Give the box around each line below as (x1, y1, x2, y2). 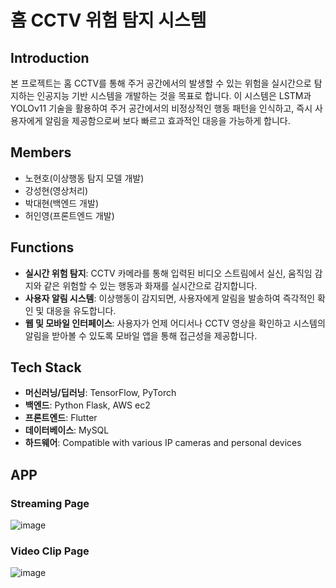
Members (10, 144, 72, 161)
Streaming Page (10, 496, 90, 510)
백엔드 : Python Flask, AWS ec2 (24, 399, 151, 411)
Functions (10, 239, 75, 256)
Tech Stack (10, 359, 82, 376)
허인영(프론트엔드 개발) (24, 209, 115, 221)
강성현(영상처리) (24, 184, 89, 196)
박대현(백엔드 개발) (24, 197, 99, 209)
